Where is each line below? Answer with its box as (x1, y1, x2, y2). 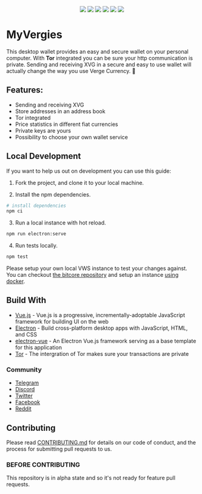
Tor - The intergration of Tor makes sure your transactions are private (15, 350, 189, 357)
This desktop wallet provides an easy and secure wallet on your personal (6, 47, 189, 55)
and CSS (15, 330, 38, 338)
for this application (15, 344, 62, 351)
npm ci (6, 208, 23, 214)
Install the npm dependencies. (15, 190, 91, 198)
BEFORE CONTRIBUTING (6, 460, 81, 468)
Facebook (15, 398, 41, 406)
